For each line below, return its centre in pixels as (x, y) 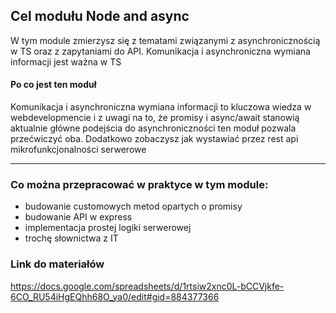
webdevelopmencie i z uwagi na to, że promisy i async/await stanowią (155, 118)
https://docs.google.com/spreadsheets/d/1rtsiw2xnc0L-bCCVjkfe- (147, 286)
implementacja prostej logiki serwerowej (108, 228)
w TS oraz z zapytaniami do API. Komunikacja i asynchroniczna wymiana (160, 51)
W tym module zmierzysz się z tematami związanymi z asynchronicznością (165, 40)
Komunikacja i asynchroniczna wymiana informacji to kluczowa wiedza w (161, 107)
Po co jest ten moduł (53, 85)
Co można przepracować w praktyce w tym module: (139, 184)
